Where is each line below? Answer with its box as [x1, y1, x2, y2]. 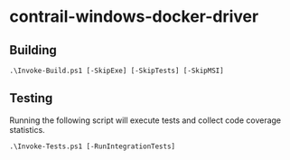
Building [9, 42, 57, 58]
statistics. [9, 124, 45, 135]
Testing [9, 90, 53, 106]
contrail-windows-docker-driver [9, 6, 259, 27]
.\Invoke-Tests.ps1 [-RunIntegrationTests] [9, 142, 176, 151]
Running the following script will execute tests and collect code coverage [9, 115, 282, 126]
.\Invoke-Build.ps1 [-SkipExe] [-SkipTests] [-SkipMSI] [9, 66, 224, 75]
